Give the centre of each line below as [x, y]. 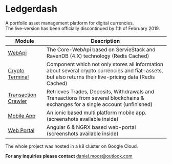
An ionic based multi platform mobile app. [96, 113]
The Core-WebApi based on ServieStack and [101, 49]
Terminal [18, 77]
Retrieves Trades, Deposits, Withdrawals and [100, 91]
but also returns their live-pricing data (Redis [101, 77]
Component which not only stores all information [105, 64]
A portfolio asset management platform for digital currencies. [70, 23]
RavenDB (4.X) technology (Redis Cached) [98, 56]
